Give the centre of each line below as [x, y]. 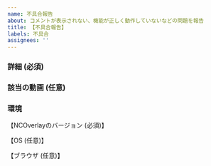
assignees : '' [28, 41]
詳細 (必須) [26, 67]
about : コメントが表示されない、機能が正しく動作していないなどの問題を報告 [106, 21]
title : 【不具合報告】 [37, 27]
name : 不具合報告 [30, 14]
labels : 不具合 [28, 34]
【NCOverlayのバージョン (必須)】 [58, 125]
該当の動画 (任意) [37, 88]
